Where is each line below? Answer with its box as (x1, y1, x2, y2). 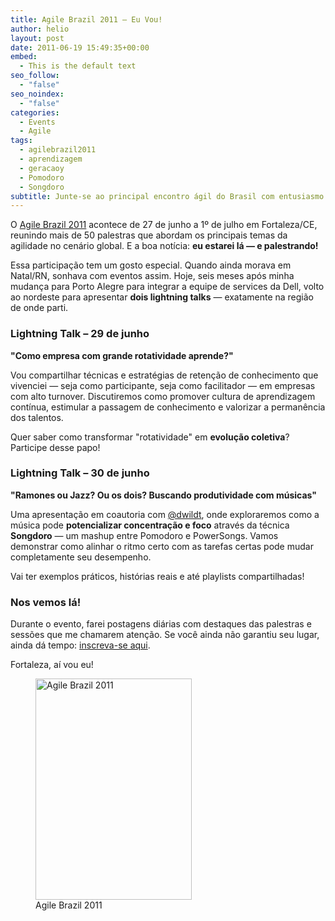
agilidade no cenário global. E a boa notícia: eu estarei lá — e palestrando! (10, 240, 319, 252)
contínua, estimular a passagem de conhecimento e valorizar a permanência (10, 401, 326, 413)
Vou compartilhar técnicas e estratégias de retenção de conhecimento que (10, 369, 319, 381)
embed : (10, 52, 38, 62)
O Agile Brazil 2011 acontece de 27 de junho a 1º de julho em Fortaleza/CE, (10, 219, 318, 231)
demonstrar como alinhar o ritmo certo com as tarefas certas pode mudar (10, 540, 314, 552)
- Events (19, 117, 56, 127)
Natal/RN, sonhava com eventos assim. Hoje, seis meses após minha (10, 270, 295, 282)
